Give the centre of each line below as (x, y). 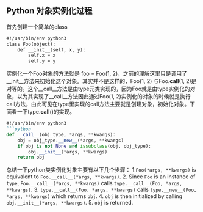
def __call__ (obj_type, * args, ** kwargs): (61, 134)
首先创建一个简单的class (37, 27)
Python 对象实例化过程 (49, 11)
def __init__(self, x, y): (52, 50)
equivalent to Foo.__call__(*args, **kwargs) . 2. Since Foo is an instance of (101, 177)
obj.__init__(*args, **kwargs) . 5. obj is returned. (70, 203)
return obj (31, 158)
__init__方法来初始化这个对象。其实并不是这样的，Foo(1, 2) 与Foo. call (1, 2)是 (101, 81)
